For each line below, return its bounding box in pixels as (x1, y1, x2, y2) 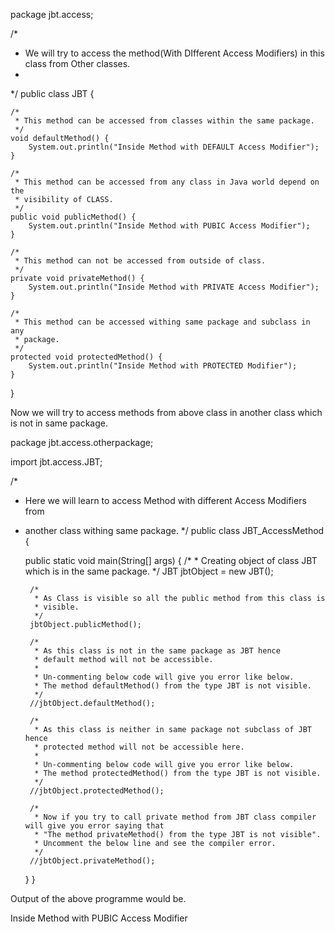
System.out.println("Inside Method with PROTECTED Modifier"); (28, 361, 298, 371)
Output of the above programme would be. (10, 893, 187, 904)
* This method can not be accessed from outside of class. (14, 256, 267, 266)
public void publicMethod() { (10, 212, 137, 222)
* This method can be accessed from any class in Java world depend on (14, 177, 320, 187)
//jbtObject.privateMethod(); (29, 856, 156, 866)
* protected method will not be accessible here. (34, 742, 245, 752)
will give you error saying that (24, 821, 165, 831)
